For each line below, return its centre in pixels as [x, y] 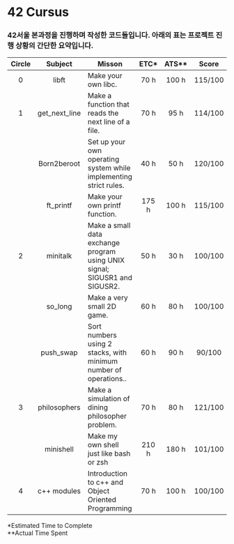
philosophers [60, 407]
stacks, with [107, 352]
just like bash [109, 453]
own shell [103, 445]
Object [99, 491]
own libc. [102, 84]
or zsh [98, 463]
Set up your [107, 142]
